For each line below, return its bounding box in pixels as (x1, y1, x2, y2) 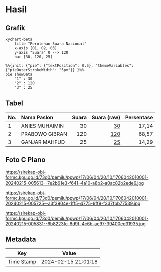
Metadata (5, 235, 36, 244)
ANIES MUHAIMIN (21, 122, 64, 129)
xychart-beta (5, 37, 33, 42)
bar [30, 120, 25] (14, 54, 53, 59)
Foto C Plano (5, 156, 46, 164)
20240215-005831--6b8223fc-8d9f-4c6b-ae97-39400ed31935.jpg (5, 220, 146, 227)
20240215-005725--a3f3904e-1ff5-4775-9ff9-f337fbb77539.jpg (5, 200, 141, 206)
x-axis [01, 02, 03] (14, 46, 57, 51)
